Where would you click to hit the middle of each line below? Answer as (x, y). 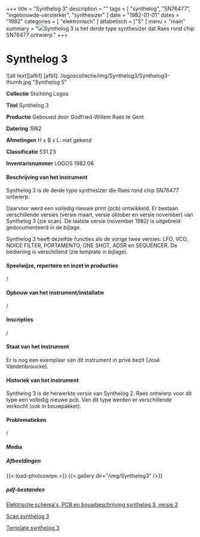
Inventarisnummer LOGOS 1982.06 (50, 163)
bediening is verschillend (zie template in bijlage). (67, 252)
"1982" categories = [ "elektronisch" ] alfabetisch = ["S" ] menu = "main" (96, 21)
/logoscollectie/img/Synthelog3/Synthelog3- (115, 76)
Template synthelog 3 (33, 527)
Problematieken (26, 420)
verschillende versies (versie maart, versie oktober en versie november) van (100, 215)
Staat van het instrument (38, 346)
